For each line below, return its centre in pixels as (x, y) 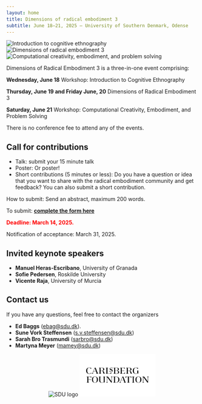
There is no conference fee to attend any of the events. (75, 128)
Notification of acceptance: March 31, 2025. (61, 234)
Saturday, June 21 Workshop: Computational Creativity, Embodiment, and (99, 110)
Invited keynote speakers (55, 253)
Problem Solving (27, 116)
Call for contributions (48, 147)
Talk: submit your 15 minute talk (54, 162)
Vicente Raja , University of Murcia (58, 281)
